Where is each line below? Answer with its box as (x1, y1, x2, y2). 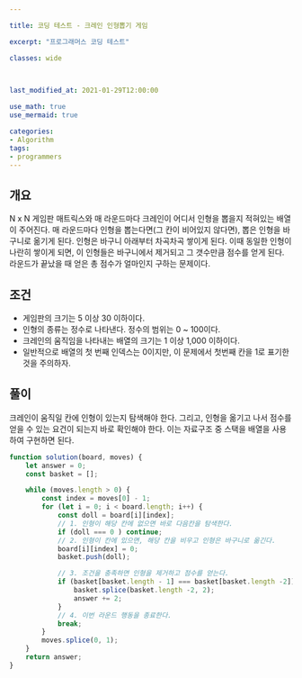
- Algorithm (9, 135, 54, 144)
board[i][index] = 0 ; (57, 544, 139, 554)
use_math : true (9, 103, 67, 112)
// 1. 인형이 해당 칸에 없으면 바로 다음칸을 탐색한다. (57, 519, 234, 528)
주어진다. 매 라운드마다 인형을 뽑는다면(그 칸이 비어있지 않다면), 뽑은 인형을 (18, 224, 281, 235)
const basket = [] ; (25, 469, 99, 478)
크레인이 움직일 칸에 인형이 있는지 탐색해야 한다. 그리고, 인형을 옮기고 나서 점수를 (9, 411, 292, 423)
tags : (9, 143, 30, 153)
